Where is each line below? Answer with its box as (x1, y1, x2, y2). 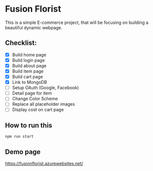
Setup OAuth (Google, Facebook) (12, 85, 79, 91)
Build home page (12, 52, 46, 57)
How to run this (5, 121, 53, 130)
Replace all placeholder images (12, 101, 75, 107)
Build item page (12, 68, 44, 74)
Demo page (5, 148, 41, 156)
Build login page (12, 57, 45, 63)
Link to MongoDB (12, 79, 47, 85)
